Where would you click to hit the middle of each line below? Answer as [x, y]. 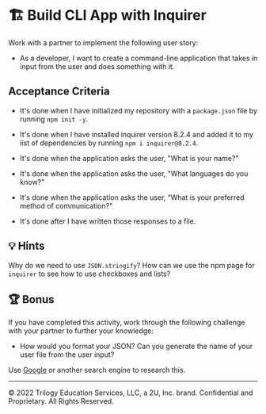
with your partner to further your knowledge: [81, 331]
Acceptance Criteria [59, 92]
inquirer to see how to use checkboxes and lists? [89, 274]
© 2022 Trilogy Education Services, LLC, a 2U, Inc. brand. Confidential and [131, 393]
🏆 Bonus [31, 299]
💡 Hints [27, 246]
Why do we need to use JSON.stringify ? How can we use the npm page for [131, 265]
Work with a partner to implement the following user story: [103, 42]
